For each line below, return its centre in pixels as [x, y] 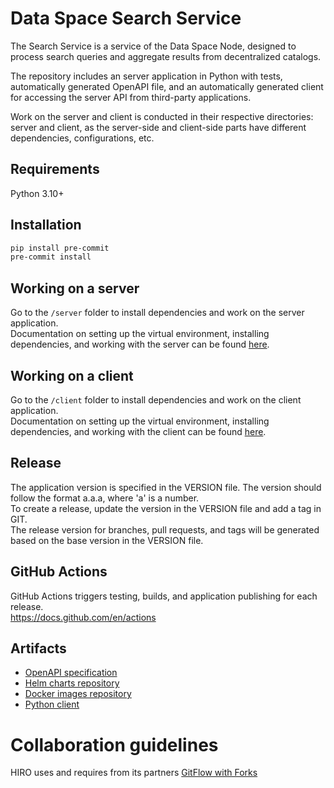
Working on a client [72, 375]
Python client [52, 704]
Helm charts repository [72, 683]
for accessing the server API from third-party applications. [131, 97]
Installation [46, 225]
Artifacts [38, 648]
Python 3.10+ [37, 193]
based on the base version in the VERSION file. [107, 540]
